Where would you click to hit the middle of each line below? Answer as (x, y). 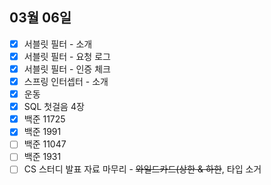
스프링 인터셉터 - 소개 (66, 81)
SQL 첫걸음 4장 (54, 107)
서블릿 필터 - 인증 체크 (67, 69)
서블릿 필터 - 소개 (58, 44)
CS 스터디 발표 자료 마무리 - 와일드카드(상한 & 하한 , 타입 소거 (142, 169)
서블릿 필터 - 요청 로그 (67, 56)
